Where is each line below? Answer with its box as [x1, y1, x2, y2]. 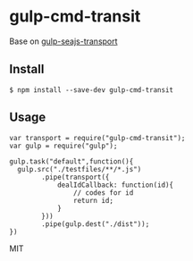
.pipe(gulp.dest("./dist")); [41, 219, 150, 229]
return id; [72, 196, 114, 205]
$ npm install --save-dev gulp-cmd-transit [9, 85, 174, 95]
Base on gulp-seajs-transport [9, 36, 118, 46]
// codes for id [72, 188, 134, 198]
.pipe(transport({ [41, 173, 110, 181]
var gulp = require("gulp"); [9, 141, 118, 150]
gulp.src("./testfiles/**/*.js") [17, 164, 142, 173]
